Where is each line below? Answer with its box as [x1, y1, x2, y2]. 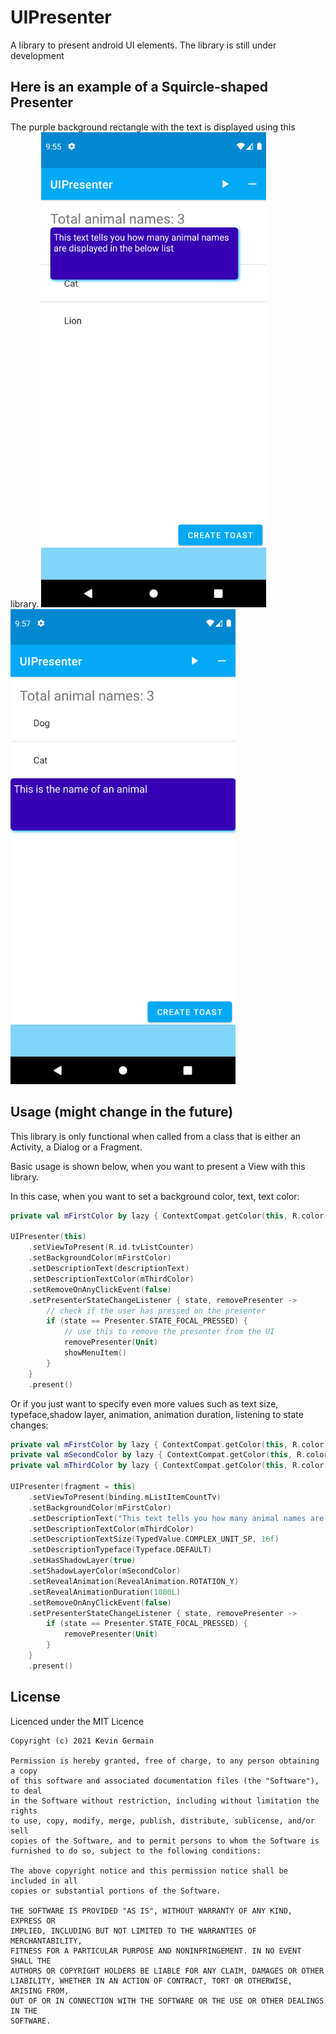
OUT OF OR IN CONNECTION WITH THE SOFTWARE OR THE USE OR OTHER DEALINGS [10, 1996, 325, 2006]
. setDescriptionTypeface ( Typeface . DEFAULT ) [28, 1545, 213, 1555]
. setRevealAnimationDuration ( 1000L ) [28, 1587, 182, 1597]
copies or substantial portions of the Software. [10, 1886, 222, 1896]
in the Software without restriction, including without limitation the [10, 1796, 320, 1806]
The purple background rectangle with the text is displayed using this [10, 121, 296, 133]
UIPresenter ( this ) [10, 1232, 87, 1242]
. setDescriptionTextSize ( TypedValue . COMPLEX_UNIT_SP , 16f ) [28, 1534, 280, 1545]
